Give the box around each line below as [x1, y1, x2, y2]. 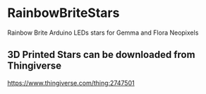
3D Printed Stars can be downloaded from [7, 49, 195, 61]
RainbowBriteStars [7, 5, 120, 21]
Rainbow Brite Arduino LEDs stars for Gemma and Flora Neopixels [7, 28, 199, 37]
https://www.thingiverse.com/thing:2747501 [7, 78, 135, 87]
